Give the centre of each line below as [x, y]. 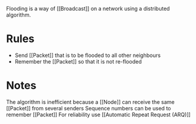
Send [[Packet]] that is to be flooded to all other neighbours [88, 55]
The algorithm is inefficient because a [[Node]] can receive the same [91, 102]
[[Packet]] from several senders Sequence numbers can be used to [88, 108]
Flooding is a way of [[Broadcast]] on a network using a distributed [88, 9]
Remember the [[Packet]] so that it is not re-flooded [78, 61]
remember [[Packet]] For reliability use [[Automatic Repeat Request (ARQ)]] [99, 115]
